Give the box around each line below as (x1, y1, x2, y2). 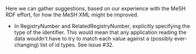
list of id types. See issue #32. (40, 41, 114, 48)
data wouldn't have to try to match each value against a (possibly (14, 35, 173, 42)
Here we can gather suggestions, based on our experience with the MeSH (5, 5, 186, 12)
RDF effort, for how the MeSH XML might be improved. (5, 11, 139, 18)
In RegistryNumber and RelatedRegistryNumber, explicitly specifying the (14, 23, 190, 29)
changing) (14, 41, 40, 48)
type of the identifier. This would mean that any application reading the (14, 29, 187, 36)
